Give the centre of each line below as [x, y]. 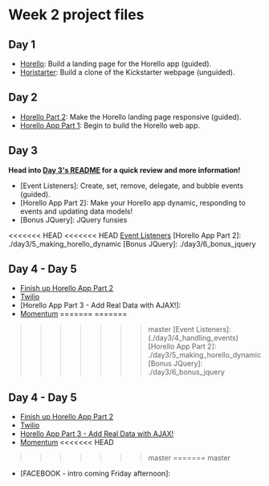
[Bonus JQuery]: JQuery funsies [73, 219]
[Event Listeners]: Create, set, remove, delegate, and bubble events [131, 186]
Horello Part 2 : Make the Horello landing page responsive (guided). [130, 116]
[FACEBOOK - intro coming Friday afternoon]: [95, 474]
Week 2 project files [76, 15]
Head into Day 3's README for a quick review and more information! [124, 169]
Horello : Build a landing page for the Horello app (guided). [116, 63]
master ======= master [190, 458]
